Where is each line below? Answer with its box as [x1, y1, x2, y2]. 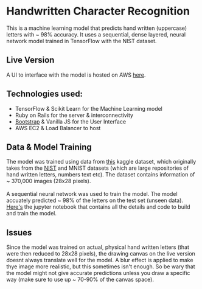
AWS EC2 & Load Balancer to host [15, 124, 101, 131]
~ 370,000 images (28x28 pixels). [6, 178, 91, 185]
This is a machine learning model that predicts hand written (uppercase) [6, 24, 187, 32]
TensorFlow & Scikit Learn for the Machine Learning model [15, 105, 163, 112]
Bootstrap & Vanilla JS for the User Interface [15, 117, 127, 125]
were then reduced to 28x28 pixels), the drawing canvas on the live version [6, 250, 196, 257]
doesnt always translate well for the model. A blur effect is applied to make [6, 257, 193, 264]
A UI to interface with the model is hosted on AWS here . [6, 71, 146, 78]
